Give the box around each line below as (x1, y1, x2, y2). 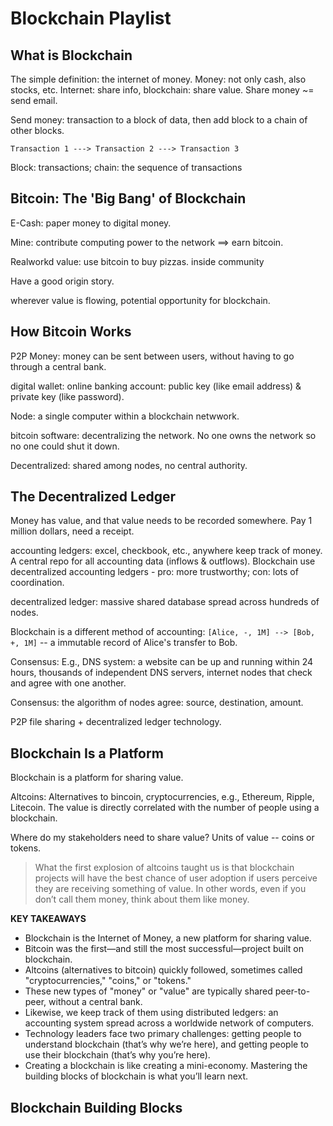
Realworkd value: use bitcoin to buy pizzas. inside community (10, 255, 265, 267)
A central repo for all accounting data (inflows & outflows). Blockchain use (10, 555, 316, 567)
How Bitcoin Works (10, 323, 132, 341)
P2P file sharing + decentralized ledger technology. (10, 716, 222, 728)
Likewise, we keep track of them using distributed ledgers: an (24, 1007, 279, 1019)
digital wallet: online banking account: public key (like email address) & (10, 380, 302, 392)
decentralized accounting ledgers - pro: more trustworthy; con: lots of (10, 566, 299, 578)
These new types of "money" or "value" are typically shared (24, 985, 273, 997)
